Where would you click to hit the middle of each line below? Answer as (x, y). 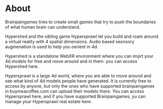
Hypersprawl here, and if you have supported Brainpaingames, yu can (75, 96)
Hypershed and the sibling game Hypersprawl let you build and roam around (82, 36)
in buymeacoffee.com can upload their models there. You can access (75, 91)
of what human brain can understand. (43, 27)
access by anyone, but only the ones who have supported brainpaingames (80, 86)
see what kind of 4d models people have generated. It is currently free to (78, 81)
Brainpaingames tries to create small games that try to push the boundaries (81, 22)
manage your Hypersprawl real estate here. (49, 101)
